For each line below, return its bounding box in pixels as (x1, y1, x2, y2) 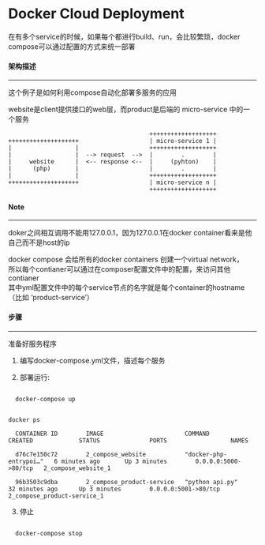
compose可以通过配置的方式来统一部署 (8, 41, 136, 51)
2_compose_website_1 (43, 464, 111, 472)
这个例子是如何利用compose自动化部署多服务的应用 (8, 88, 177, 97)
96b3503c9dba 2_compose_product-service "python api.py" (15, 478, 238, 486)
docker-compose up (15, 395, 77, 403)
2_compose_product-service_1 (8, 491, 104, 500)
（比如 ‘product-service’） (8, 293, 94, 303)
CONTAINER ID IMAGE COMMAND (15, 430, 211, 438)
